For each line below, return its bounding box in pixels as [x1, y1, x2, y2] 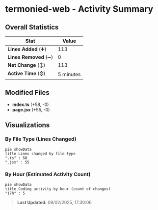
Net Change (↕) [7, 62, 46, 68]
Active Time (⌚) [7, 70, 46, 77]
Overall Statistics [5, 23, 59, 31]
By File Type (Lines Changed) [5, 136, 77, 143]
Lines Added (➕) [7, 46, 47, 52]
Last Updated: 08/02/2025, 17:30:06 [17, 199, 92, 205]
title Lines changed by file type [5, 151, 76, 156]
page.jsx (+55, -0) [12, 106, 50, 112]
